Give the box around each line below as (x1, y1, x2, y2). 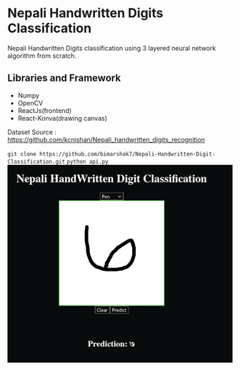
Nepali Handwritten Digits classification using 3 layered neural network (7, 44, 216, 52)
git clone (7, 150, 37, 158)
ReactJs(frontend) (17, 106, 72, 115)
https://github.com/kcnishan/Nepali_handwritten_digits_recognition (7, 135, 205, 144)
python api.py (66, 158, 109, 165)
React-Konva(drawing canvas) (17, 114, 107, 122)
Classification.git (7, 158, 66, 165)
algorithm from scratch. (7, 51, 77, 60)
